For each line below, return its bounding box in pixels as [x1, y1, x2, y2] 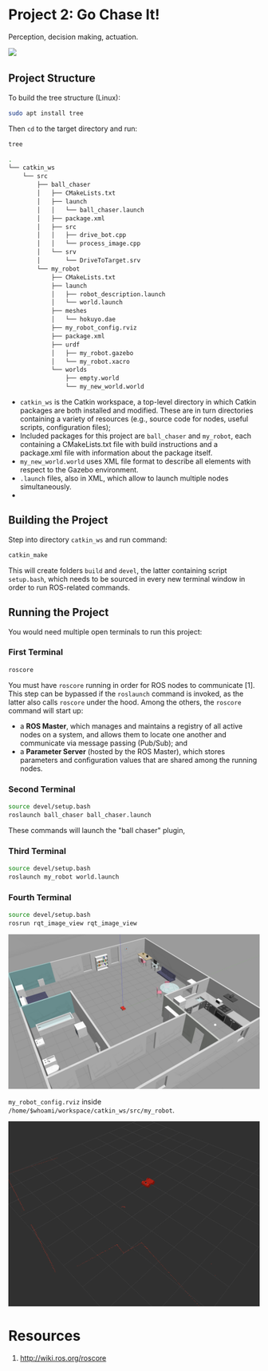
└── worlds [50, 365, 88, 374]
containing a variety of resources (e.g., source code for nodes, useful [19, 414, 249, 424]
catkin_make [8, 551, 48, 559]
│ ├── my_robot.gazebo [50, 349, 134, 357]
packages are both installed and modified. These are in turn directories [19, 405, 254, 415]
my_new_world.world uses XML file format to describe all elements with [19, 456, 251, 466]
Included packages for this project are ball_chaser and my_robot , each [19, 431, 251, 441]
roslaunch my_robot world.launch [8, 872, 120, 881]
